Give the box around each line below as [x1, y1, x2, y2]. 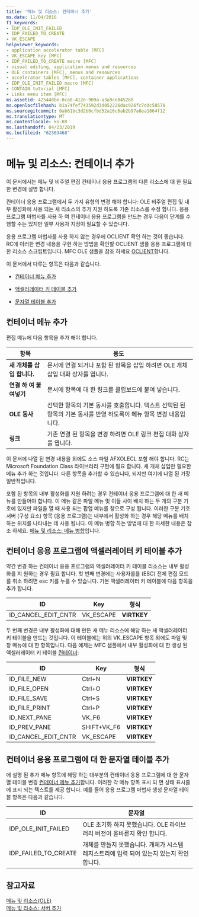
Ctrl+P [82, 704, 100, 712]
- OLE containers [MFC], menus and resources [6, 69, 120, 75]
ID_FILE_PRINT [9, 704, 50, 712]
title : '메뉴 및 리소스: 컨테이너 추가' [6, 8, 92, 15]
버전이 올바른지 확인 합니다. [95, 829, 168, 838]
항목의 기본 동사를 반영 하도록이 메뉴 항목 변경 [47, 410, 168, 418]
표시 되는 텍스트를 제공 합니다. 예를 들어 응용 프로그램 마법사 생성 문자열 [12, 786, 178, 793]
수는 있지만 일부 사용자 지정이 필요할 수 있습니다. [17, 220, 129, 227]
